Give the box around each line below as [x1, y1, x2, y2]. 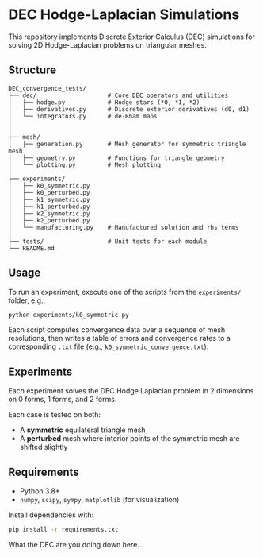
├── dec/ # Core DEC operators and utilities [8, 91, 228, 99]
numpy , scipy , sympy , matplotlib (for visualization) [19, 495, 180, 505]
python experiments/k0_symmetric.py [8, 311, 129, 319]
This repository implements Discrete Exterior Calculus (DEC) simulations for [8, 32, 255, 41]
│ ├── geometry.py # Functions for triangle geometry [8, 153, 225, 162]
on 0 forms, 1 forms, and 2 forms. [8, 395, 117, 404]
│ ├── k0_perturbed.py [8, 188, 90, 196]
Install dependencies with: [8, 510, 94, 520]
